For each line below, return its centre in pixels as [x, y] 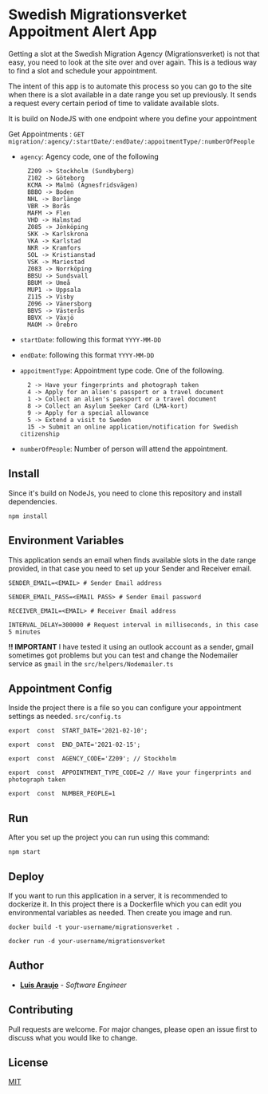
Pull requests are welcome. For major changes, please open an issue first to [133, 1029]
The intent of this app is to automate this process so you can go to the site [130, 86]
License [28, 1063]
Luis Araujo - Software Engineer [73, 985]
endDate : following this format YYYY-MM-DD [87, 355]
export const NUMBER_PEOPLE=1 [62, 794]
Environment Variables [66, 541]
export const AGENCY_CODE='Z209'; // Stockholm [93, 759]
